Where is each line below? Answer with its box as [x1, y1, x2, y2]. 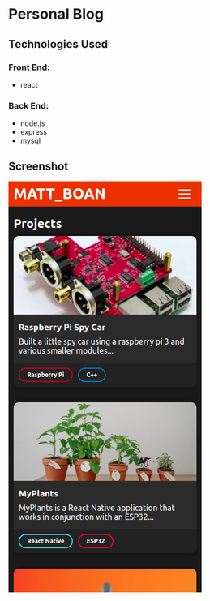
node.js [19, 118, 46, 128]
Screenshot [8, 159, 69, 173]
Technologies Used [8, 37, 108, 51]
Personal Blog [8, 5, 104, 24]
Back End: [8, 100, 49, 111]
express [19, 127, 47, 137]
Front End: [8, 62, 50, 73]
